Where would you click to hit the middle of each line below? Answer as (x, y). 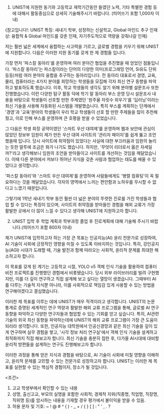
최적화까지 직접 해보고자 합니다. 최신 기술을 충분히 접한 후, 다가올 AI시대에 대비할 (82, 338)
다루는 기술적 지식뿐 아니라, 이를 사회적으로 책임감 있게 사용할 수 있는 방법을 (82, 285)
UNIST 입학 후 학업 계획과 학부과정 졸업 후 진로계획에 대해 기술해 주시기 (81, 221)
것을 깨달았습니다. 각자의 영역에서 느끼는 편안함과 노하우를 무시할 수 (87, 182)
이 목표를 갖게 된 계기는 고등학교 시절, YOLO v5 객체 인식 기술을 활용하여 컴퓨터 (81, 267)
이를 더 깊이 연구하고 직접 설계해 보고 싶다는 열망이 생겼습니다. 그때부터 (83, 279)
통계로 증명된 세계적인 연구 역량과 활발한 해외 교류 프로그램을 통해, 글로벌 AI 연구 (82, 308)
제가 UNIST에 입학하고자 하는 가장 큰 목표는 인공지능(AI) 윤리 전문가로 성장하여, (81, 238)
